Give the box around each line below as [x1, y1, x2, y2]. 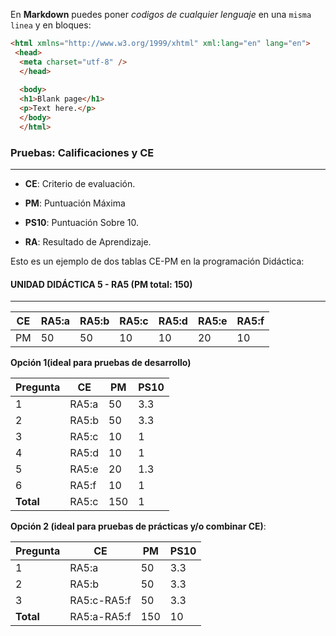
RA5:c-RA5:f [69, 594, 132, 608]
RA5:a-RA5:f [69, 610, 132, 624]
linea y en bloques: [10, 19, 92, 31]
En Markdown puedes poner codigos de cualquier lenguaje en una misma [10, 9, 312, 20]
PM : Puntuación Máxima [24, 197, 126, 209]
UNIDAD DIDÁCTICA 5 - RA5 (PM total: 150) [10, 278, 193, 290]
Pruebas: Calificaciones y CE [10, 145, 155, 159]
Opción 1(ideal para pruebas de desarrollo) [10, 357, 192, 369]
